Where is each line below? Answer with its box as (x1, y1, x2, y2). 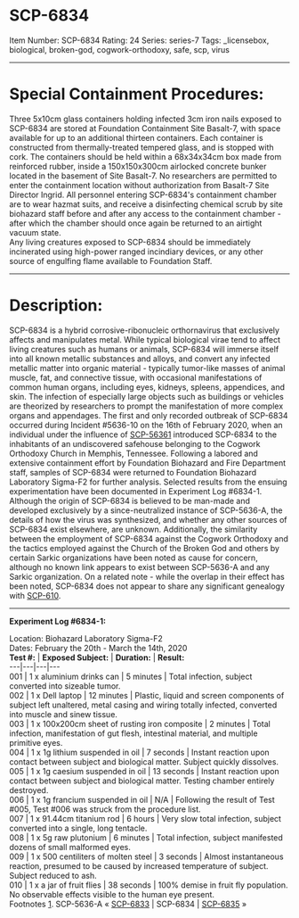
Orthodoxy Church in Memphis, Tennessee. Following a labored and (9, 448, 258, 459)
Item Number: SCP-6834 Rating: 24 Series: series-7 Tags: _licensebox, (9, 35, 270, 45)
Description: (9, 295, 103, 316)
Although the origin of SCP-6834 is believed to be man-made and (9, 495, 251, 506)
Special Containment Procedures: (9, 84, 264, 104)
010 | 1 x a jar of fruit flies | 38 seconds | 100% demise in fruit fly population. (9, 880, 288, 890)
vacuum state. (9, 227, 61, 237)
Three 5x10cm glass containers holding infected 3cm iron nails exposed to (9, 113, 282, 124)
